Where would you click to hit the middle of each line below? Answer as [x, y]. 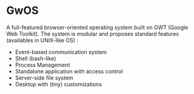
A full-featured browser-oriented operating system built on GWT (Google [97, 27]
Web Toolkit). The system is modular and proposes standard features [93, 33]
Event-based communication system [61, 52]
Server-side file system [44, 78]
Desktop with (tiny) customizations [58, 84]
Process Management [42, 65]
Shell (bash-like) [35, 58]
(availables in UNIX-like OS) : [42, 40]
